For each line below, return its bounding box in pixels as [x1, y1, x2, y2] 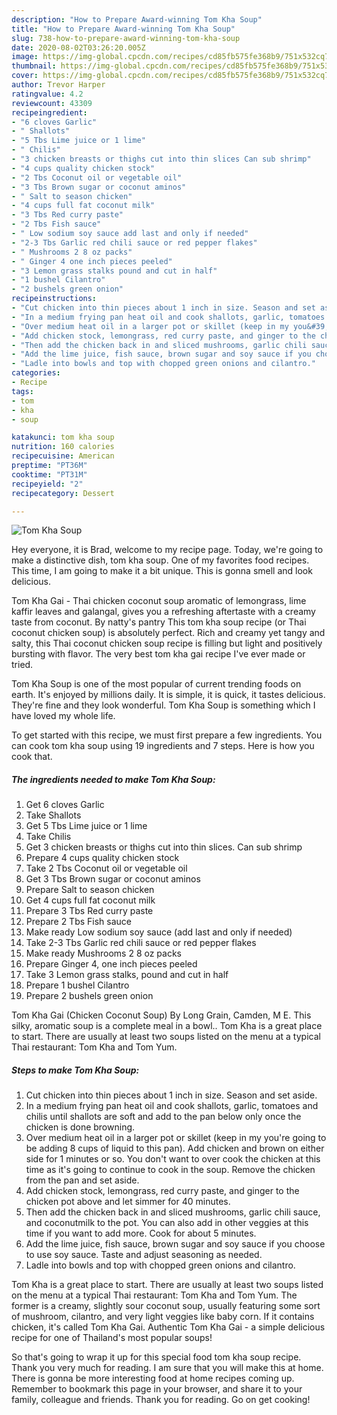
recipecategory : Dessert [11, 488, 115, 498]
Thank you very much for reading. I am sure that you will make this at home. [11, 1362, 324, 1374]
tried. [11, 659, 34, 671]
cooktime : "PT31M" [11, 469, 88, 480]
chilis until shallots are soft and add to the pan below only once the [25, 1111, 302, 1123]
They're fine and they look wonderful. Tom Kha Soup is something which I [11, 699, 316, 711]
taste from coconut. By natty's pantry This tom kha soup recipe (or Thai [11, 616, 307, 628]
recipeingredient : [11, 107, 88, 118]
